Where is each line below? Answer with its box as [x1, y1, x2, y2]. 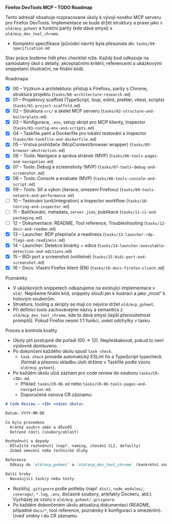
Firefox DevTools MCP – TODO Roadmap [5, 5, 93, 10]
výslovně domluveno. [12, 343, 58, 349]
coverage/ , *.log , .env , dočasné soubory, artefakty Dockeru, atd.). [12, 491, 153, 497]
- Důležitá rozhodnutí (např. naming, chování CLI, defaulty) [5, 443, 141, 449]
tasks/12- [145, 221, 167, 226]
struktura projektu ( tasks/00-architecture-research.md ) [12, 92, 131, 98]
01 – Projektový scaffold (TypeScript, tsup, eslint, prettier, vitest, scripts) [12, 97, 165, 103]
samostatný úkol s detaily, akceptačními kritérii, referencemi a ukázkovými [5, 60, 162, 66]
